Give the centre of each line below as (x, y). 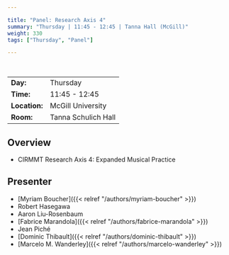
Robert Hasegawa (44, 206)
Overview (29, 142)
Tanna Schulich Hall (82, 118)
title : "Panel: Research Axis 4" (57, 20)
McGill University (78, 106)
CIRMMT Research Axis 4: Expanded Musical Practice (96, 159)
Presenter (30, 182)
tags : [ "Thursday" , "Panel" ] (50, 40)
